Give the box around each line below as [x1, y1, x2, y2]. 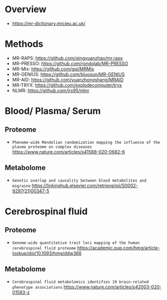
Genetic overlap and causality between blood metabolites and [12, 178, 147, 183]
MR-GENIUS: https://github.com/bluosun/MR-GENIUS [12, 71, 125, 77]
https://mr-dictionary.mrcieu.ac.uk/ [12, 20, 86, 26]
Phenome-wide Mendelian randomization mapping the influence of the [12, 140, 160, 145]
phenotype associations [12, 285, 63, 290]
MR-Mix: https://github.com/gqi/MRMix [12, 66, 94, 72]
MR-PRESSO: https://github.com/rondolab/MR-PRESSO [12, 60, 128, 67]
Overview [5, 4, 47, 15]
